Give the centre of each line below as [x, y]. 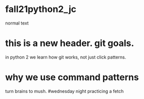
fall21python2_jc [41, 9]
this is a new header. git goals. [70, 43]
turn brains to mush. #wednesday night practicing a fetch [64, 91]
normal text [17, 23]
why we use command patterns [72, 77]
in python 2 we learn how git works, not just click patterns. [66, 57]
